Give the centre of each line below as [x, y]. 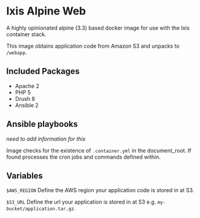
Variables [25, 175]
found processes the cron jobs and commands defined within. [84, 157]
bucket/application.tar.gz [40, 209]
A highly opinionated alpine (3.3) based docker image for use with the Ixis [98, 28]
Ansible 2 [27, 105]
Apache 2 [27, 86]
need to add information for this [46, 139]
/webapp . [17, 52]
